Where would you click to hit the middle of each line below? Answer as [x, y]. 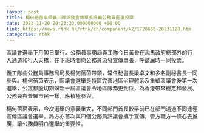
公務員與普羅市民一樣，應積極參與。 [52, 96]
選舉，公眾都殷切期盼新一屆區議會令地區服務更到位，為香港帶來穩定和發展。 [102, 88]
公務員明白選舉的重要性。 [54, 124]
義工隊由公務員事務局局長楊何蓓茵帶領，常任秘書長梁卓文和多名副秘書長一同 [102, 73]
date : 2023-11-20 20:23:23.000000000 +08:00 [63, 23]
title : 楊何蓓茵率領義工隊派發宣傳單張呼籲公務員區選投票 [70, 18]
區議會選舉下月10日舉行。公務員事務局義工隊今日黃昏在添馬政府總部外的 [97, 53]
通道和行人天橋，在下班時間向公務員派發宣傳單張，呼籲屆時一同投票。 [99, 60]
